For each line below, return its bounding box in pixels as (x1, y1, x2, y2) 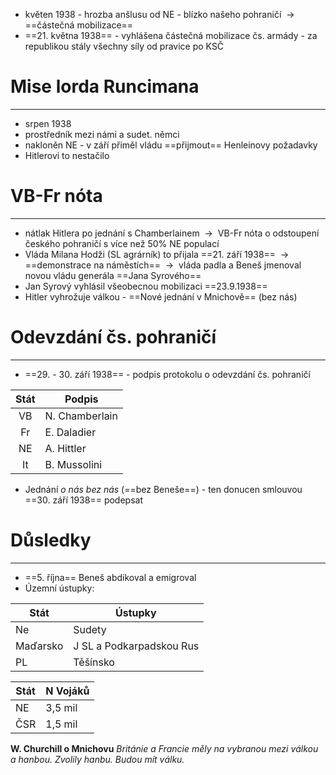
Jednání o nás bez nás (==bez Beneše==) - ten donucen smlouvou (24, 483, 303, 495)
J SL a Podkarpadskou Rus (73, 639, 200, 653)
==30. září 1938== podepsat (24, 494, 143, 506)
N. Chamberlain (44, 409, 118, 423)
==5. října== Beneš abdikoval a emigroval (24, 571, 197, 583)
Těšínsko (73, 655, 115, 669)
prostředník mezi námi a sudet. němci (24, 128, 180, 140)
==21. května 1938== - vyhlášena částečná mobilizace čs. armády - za (24, 30, 318, 41)
